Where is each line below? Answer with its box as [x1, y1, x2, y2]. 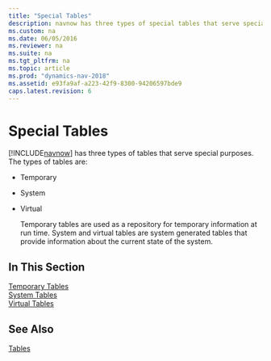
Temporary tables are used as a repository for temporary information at [19, 220, 258, 229]
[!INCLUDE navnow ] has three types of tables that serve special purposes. [8, 149, 254, 158]
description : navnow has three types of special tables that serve [8, 19, 240, 27]
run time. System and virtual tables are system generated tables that [19, 228, 248, 238]
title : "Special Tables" [8, 11, 92, 20]
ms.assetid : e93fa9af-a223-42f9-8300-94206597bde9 [8, 79, 182, 87]
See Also [8, 322, 54, 336]
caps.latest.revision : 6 [8, 86, 92, 95]
